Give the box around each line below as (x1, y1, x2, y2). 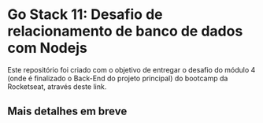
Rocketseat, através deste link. (7, 81, 107, 91)
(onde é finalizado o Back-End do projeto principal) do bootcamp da (7, 73, 228, 83)
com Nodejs (7, 39, 87, 57)
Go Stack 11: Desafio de (7, 6, 163, 24)
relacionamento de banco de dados (7, 22, 243, 40)
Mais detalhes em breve (7, 105, 128, 118)
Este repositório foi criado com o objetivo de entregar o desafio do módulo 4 (7, 65, 256, 74)
